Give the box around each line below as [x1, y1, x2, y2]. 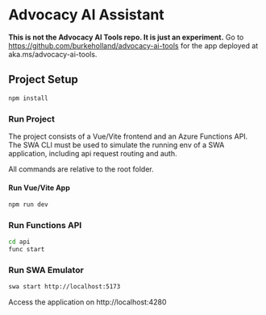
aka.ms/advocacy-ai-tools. [8, 49, 98, 59]
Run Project [8, 113, 55, 124]
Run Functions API [8, 219, 82, 230]
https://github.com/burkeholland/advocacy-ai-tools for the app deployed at [8, 40, 259, 50]
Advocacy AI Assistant [8, 6, 165, 24]
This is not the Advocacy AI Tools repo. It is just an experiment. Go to [8, 32, 244, 42]
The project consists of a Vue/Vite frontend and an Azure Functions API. [8, 131, 248, 141]
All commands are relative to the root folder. [8, 164, 155, 174]
